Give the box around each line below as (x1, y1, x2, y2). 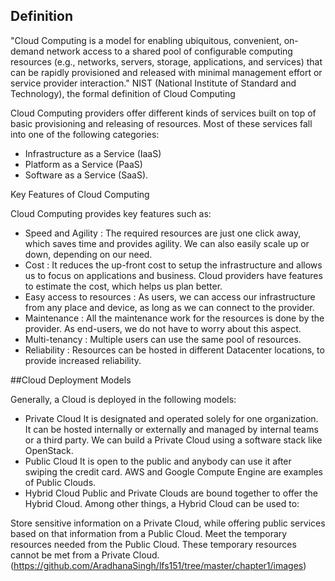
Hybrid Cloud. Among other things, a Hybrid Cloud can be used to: (24, 497, 300, 509)
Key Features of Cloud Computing (10, 188, 150, 200)
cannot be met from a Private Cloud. (10, 549, 160, 561)
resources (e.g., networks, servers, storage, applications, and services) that (10, 55, 323, 68)
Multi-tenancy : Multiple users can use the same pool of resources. (24, 333, 302, 345)
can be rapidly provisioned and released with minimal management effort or (10, 66, 323, 78)
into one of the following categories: (10, 128, 160, 140)
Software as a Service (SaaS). (24, 169, 149, 181)
